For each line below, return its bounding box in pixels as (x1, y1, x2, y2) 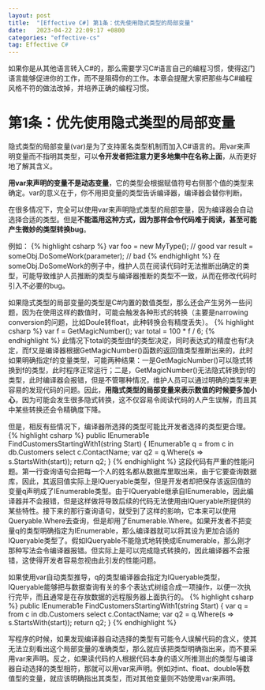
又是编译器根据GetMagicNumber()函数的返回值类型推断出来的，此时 (31, 345, 254, 356)
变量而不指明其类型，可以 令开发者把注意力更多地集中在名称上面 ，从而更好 (14, 152, 257, 161)
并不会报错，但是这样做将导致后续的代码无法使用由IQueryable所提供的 (21, 496, 252, 506)
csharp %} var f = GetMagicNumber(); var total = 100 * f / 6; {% (8, 326, 215, 336)
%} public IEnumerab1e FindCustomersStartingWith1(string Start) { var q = (8, 601, 249, 611)
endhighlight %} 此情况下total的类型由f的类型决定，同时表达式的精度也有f (8, 336, 248, 345)
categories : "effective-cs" (8, 33, 101, 42)
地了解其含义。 (8, 161, 57, 171)
